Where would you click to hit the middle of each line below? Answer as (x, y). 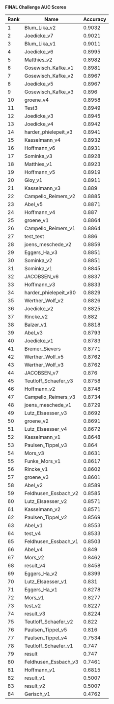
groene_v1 (37, 220)
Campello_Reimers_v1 (50, 228)
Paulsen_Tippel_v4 (46, 638)
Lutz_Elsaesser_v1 (46, 581)
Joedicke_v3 (39, 116)
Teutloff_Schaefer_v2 (49, 622)
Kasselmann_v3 (43, 188)
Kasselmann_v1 (43, 437)
